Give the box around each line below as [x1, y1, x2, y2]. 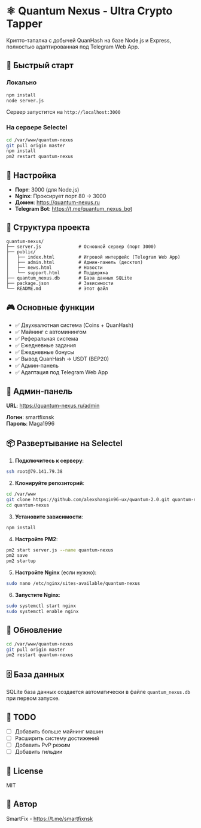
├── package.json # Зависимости [6, 280, 114, 286]
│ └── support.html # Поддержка [6, 269, 109, 276]
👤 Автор [6, 799, 38, 809]
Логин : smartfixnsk [6, 414, 54, 421]
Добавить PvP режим [14, 741, 71, 749]
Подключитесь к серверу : [14, 457, 84, 465]
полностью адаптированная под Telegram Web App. [6, 43, 139, 50]
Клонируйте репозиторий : [14, 480, 85, 487]
